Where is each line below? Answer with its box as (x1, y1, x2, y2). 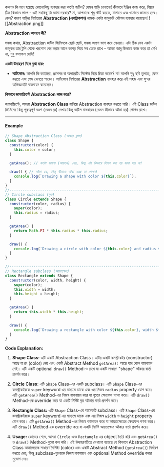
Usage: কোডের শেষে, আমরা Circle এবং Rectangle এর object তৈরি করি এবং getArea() (12, 434, 158, 440)
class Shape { (5, 138, 34, 143)
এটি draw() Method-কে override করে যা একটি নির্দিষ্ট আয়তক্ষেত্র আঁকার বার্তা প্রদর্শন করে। (12, 424, 150, 430)
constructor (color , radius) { (9, 201, 71, 206)
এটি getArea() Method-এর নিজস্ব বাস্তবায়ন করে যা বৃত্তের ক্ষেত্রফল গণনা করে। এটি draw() (12, 392, 150, 398)
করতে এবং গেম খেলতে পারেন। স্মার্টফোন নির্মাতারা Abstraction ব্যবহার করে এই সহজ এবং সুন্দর (12, 76, 150, 82)
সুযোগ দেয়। (12, 456, 30, 462)
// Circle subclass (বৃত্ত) (5, 192, 55, 197)
